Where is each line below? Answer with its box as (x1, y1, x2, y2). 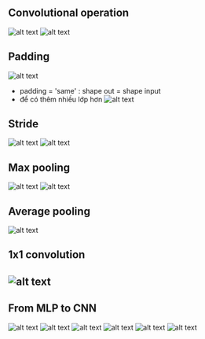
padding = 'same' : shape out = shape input (19, 86, 161, 95)
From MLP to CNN (8, 302, 97, 315)
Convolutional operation (8, 6, 130, 20)
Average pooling (8, 205, 90, 218)
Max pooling (8, 160, 71, 174)
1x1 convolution (8, 248, 86, 262)
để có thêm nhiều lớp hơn (19, 94, 103, 104)
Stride (8, 117, 39, 131)
